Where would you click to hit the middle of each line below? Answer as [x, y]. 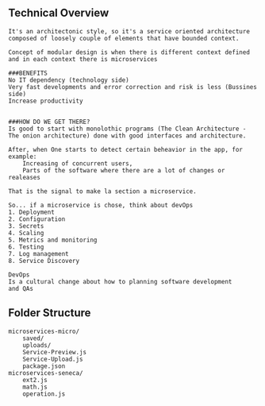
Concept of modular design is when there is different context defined [129, 52]
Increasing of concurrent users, [78, 163]
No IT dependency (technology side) [69, 80]
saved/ [33, 338]
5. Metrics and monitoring [53, 240]
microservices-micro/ [44, 331]
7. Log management [38, 253]
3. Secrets [26, 226]
